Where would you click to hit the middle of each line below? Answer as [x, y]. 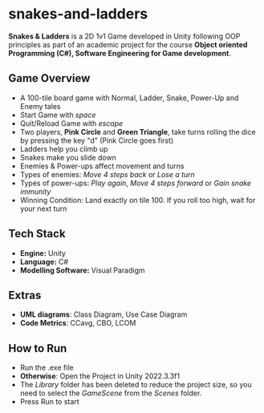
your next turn [43, 209]
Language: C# [44, 261]
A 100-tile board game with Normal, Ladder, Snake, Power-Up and [129, 98]
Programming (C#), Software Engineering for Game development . [120, 53]
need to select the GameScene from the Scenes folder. [111, 393]
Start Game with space [58, 115]
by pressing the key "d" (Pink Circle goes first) [97, 140]
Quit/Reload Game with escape [71, 123]
